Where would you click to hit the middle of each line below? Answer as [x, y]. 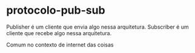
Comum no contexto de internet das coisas [60, 45]
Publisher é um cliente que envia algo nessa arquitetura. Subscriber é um [97, 27]
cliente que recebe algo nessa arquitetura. [59, 33]
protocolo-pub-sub [56, 10]
